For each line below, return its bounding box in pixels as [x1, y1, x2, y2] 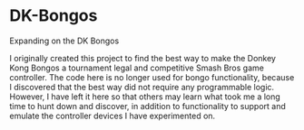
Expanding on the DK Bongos [9, 35, 120, 46]
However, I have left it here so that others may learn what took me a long [9, 91, 281, 102]
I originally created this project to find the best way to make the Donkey [9, 52, 277, 63]
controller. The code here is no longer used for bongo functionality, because [9, 71, 295, 82]
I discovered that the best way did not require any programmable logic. [9, 81, 275, 92]
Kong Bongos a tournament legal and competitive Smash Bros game [9, 62, 265, 73]
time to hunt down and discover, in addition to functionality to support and [9, 100, 286, 111]
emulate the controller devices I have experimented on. [9, 110, 216, 121]
